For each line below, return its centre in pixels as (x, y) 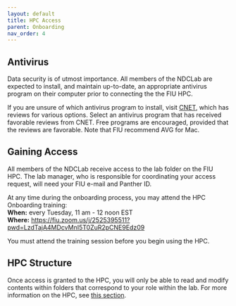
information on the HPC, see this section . (67, 295)
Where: (18, 219)
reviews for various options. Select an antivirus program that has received (114, 115)
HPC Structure (40, 263)
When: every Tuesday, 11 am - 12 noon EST (70, 212)
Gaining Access (43, 152)
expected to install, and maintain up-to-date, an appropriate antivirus (107, 87)
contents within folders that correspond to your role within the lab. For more (117, 287)
